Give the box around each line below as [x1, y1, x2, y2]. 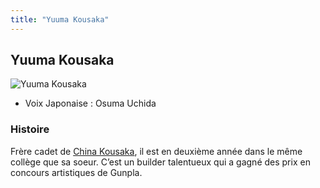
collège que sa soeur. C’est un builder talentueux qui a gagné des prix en [10, 156, 311, 168]
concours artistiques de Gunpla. [10, 166, 143, 178]
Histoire [10, 122, 50, 136]
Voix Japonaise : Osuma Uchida [24, 97, 157, 110]
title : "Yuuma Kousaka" [10, 14, 110, 25]
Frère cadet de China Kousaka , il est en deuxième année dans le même [10, 145, 303, 157]
